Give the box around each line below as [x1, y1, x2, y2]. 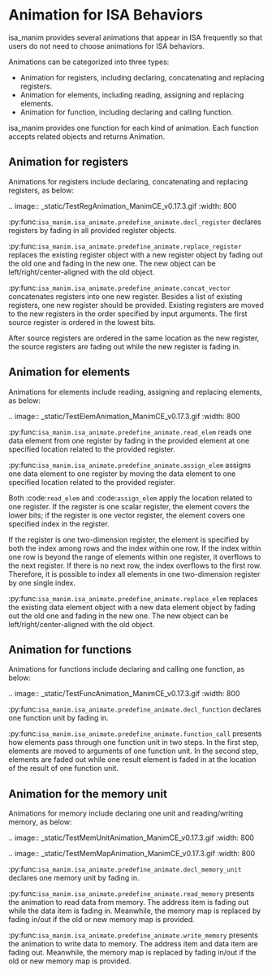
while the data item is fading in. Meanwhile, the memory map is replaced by [8, 906, 261, 916]
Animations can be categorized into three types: [8, 57, 170, 67]
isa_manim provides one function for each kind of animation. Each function [8, 123, 259, 132]
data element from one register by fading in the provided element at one [8, 435, 250, 445]
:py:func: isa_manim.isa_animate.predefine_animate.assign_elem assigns [8, 460, 252, 470]
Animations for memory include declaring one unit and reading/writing [8, 808, 244, 818]
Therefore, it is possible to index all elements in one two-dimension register [8, 569, 261, 578]
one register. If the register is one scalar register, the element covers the [8, 501, 250, 511]
